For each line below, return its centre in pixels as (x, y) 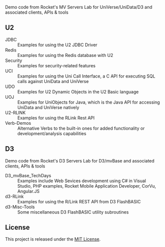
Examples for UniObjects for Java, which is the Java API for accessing (89, 102)
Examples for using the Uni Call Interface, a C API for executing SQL (86, 76)
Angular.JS (29, 191)
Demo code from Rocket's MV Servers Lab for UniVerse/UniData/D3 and (79, 7)
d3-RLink (14, 196)
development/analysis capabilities (52, 133)
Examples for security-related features (57, 65)
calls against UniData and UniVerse (53, 81)
